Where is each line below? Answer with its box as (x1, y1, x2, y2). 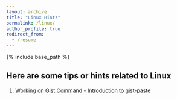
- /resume (11, 37, 36, 43)
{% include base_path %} (6, 54, 70, 60)
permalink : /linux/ (6, 20, 56, 26)
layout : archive (6, 8, 47, 15)
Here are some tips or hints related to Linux (6, 70, 172, 81)
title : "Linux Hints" (6, 14, 61, 20)
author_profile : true (6, 25, 61, 32)
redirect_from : (6, 31, 45, 37)
